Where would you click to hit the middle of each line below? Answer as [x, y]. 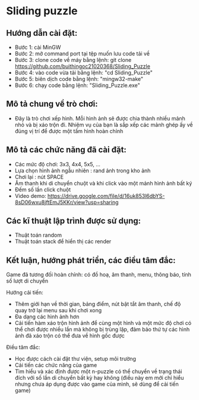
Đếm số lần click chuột [43, 190]
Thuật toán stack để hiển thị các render [63, 241]
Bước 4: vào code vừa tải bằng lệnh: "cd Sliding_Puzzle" [83, 72]
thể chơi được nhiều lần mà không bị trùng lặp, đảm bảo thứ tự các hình [102, 330]
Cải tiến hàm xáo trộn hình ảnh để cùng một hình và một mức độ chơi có [103, 323]
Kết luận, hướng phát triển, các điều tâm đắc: [91, 260]
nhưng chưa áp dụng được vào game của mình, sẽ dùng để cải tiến [97, 384]
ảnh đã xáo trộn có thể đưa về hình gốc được [70, 336]
